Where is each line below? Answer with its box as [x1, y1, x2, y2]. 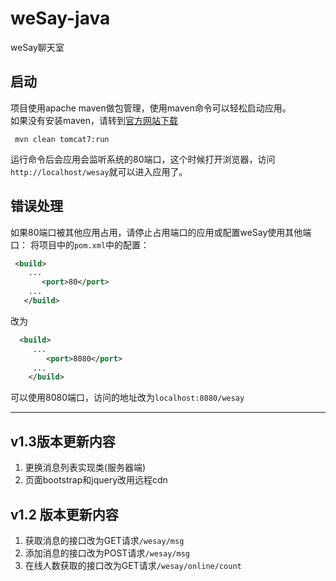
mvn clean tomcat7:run [14, 134, 110, 144]
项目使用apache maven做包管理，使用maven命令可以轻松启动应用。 [10, 102, 292, 114]
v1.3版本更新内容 [10, 433, 116, 450]
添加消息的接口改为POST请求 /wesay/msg [24, 547, 190, 559]
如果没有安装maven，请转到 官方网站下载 [10, 114, 178, 126]
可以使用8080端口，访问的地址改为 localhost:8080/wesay [10, 392, 245, 404]
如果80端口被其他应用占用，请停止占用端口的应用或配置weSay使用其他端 [10, 226, 312, 238]
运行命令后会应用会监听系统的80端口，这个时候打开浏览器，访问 [10, 153, 276, 165]
